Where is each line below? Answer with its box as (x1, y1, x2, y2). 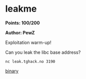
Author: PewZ (5, 29, 35, 35)
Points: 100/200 (5, 20, 40, 26)
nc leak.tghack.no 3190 (5, 59, 56, 64)
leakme (5, 3, 37, 15)
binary (5, 68, 19, 74)
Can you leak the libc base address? (5, 49, 81, 55)
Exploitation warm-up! (5, 39, 52, 46)
